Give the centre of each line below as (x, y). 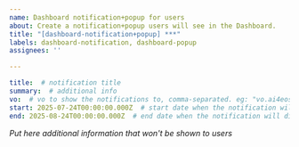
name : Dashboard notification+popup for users (97, 17)
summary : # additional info (63, 91)
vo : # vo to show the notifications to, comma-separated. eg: (129, 99)
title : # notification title (65, 83)
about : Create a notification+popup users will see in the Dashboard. (143, 26)
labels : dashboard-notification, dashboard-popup (103, 42)
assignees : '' (36, 51)
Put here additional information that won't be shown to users (121, 133)
